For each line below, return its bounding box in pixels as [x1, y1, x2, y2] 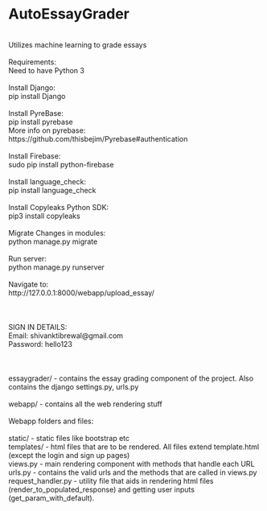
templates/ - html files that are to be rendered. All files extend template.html [8, 442, 260, 451]
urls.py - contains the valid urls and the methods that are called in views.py [8, 468, 257, 477]
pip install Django [8, 91, 66, 101]
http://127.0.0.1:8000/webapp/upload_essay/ [8, 287, 155, 298]
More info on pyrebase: [8, 126, 86, 135]
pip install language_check [8, 185, 97, 195]
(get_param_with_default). [8, 492, 95, 503]
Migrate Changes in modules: [8, 228, 106, 237]
